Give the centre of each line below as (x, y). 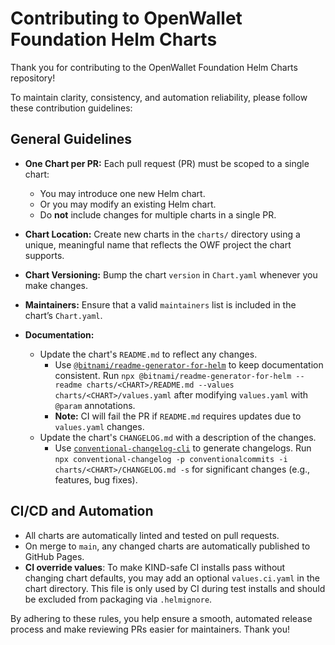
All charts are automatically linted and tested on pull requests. (152, 535)
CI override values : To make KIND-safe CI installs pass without (155, 567)
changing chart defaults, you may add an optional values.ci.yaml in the (172, 578)
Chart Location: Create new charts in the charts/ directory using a (162, 234)
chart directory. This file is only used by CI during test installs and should (175, 588)
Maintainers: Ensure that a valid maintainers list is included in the (160, 304)
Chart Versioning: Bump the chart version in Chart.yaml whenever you (171, 274)
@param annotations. (95, 405)
